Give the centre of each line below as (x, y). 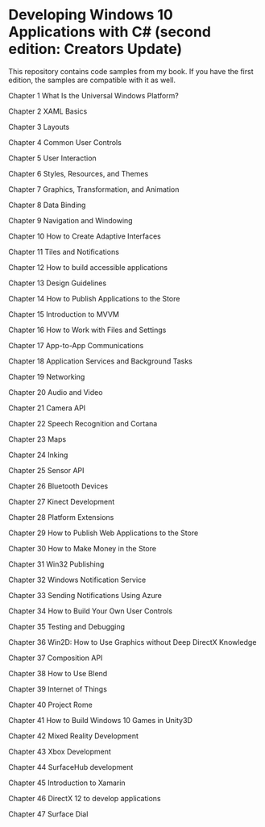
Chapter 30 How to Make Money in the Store (83, 548)
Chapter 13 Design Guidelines (58, 283)
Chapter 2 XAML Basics (48, 111)
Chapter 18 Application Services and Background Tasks (101, 361)
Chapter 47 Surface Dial (48, 814)
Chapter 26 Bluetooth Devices (58, 486)
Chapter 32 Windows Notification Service (77, 580)
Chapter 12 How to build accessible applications (88, 267)
